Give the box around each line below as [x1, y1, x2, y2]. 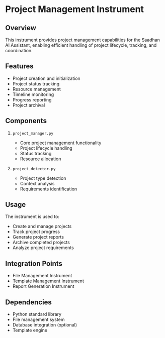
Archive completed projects [12, 240, 70, 246]
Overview [5, 24, 37, 32]
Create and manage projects [12, 223, 72, 230]
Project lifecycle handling [20, 145, 73, 151]
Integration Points [5, 259, 63, 268]
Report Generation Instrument [12, 283, 74, 289]
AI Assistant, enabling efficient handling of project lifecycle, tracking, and [5, 42, 157, 48]
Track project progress [12, 229, 60, 235]
